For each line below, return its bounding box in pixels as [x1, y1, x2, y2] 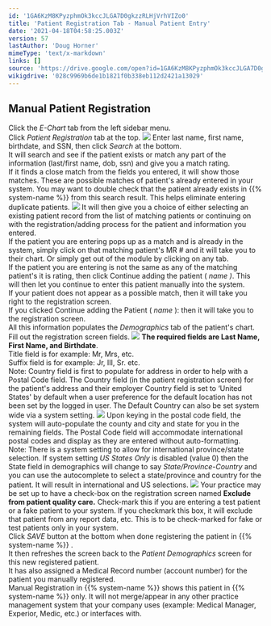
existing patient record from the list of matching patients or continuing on [8, 211, 252, 221]
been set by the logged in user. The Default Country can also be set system [8, 401, 260, 410]
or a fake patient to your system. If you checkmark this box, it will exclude [8, 506, 253, 515]
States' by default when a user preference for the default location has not [8, 393, 252, 402]
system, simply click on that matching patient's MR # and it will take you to [8, 246, 256, 255]
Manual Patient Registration [8, 102, 152, 116]
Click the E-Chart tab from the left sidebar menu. [8, 123, 171, 133]
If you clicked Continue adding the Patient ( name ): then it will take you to [8, 305, 254, 315]
